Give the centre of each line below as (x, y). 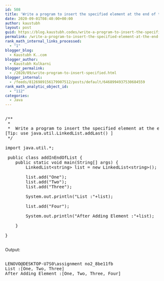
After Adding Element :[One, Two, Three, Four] (63, 274)
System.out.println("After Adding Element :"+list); (90, 216)
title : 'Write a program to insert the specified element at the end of (81, 14)
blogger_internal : (24, 77)
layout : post (18, 28)
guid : (10, 32)
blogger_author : (21, 59)
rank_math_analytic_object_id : (37, 86)
